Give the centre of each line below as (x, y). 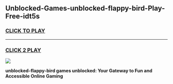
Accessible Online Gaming (34, 76)
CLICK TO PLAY (25, 31)
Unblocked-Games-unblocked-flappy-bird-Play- (85, 8)
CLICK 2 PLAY (23, 50)
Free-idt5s (23, 17)
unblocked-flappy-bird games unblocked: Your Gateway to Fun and (79, 70)
